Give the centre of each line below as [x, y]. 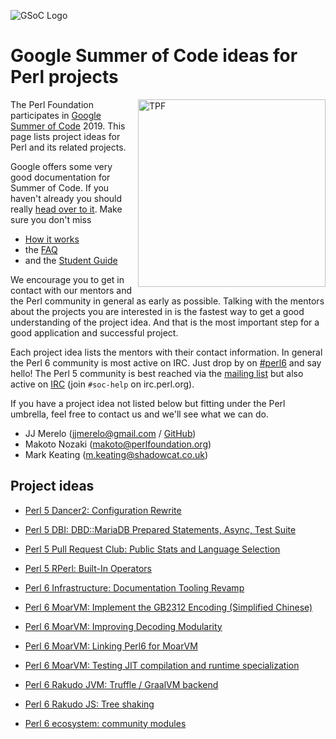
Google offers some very [61, 166]
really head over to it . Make [66, 209]
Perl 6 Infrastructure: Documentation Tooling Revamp [134, 587]
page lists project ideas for [65, 136]
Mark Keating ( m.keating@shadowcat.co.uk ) [116, 454]
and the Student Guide [71, 260]
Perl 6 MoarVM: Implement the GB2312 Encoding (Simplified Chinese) [168, 607]
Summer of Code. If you [60, 187]
